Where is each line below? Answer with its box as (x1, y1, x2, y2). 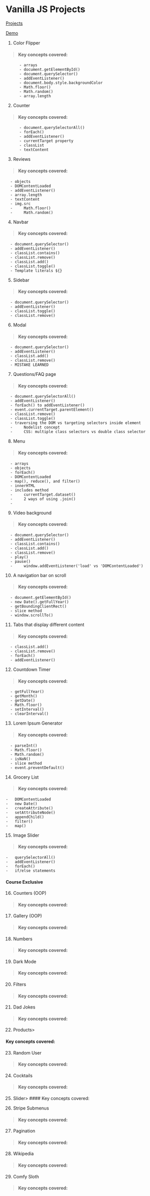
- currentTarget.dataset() (10, 492, 76, 497)
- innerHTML (10, 483, 36, 488)
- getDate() (10, 698, 36, 703)
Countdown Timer (13, 666, 51, 673)
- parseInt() (10, 743, 38, 748)
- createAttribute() (6, 805, 53, 810)
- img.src (10, 201, 31, 206)
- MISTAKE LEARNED (10, 362, 49, 367)
